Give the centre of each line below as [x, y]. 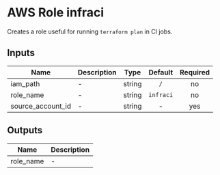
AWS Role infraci [56, 13]
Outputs [25, 130]
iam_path [25, 83]
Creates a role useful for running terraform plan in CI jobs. [90, 31]
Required [195, 72]
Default [161, 72]
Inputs [21, 53]
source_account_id [41, 106]
